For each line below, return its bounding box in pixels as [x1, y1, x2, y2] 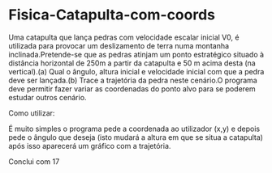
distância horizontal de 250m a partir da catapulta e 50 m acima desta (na [8, 58, 256, 68]
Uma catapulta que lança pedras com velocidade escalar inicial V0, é [8, 32, 240, 42]
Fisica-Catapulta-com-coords [8, 6, 215, 24]
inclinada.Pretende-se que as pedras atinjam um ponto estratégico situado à [8, 49, 265, 59]
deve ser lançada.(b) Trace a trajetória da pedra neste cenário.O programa [8, 75, 257, 85]
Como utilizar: [8, 108, 55, 118]
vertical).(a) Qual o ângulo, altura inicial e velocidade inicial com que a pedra [8, 66, 265, 76]
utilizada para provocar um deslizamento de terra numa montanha [8, 40, 230, 50]
